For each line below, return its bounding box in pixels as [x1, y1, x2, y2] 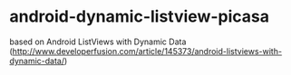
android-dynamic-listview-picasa [9, 6, 270, 27]
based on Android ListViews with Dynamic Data [9, 36, 187, 47]
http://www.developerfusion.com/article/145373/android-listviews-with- [12, 45, 283, 56]
